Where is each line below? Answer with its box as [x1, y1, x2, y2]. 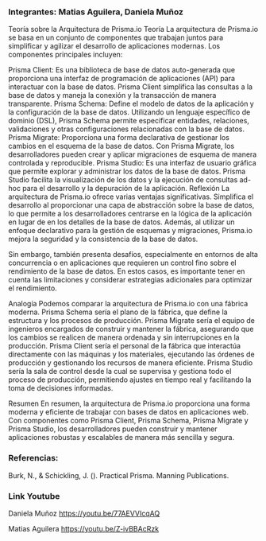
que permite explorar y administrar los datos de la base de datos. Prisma [8, 166, 246, 177]
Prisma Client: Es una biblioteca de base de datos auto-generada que [8, 65, 236, 75]
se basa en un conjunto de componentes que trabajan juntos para [8, 33, 224, 42]
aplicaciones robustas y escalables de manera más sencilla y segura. [8, 433, 235, 442]
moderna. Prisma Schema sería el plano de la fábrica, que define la [8, 307, 228, 317]
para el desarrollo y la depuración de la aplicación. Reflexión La [22, 184, 230, 193]
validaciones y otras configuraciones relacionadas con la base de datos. [8, 124, 245, 134]
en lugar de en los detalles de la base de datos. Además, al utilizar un [8, 217, 236, 227]
